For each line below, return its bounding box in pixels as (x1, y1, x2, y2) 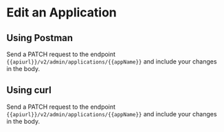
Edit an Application (6, 5, 117, 21)
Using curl (6, 84, 52, 96)
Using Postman (6, 32, 74, 44)
